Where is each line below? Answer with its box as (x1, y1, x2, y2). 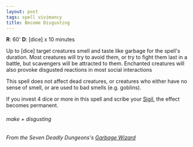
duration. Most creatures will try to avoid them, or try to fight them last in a (6, 54, 188, 61)
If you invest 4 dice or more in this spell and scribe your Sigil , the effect (6, 95, 180, 103)
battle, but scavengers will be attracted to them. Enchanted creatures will (6, 60, 185, 67)
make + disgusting (6, 115, 52, 122)
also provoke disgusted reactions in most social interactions (6, 66, 152, 73)
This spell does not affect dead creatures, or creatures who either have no (6, 78, 188, 85)
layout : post (6, 8, 38, 15)
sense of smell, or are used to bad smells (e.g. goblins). (6, 84, 141, 91)
